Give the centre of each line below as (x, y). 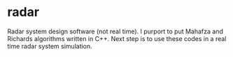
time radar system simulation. (50, 46)
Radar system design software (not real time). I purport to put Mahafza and (115, 31)
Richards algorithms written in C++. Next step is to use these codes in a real (117, 38)
